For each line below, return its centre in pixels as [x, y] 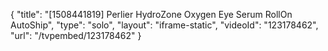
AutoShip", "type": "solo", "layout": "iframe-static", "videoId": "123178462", [164, 25]
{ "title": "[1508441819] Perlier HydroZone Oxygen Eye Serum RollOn [151, 14]
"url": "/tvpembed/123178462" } [76, 35]
